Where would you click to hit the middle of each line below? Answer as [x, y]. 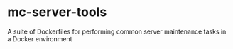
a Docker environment [40, 38]
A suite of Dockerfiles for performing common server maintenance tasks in [117, 31]
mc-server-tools [57, 12]
